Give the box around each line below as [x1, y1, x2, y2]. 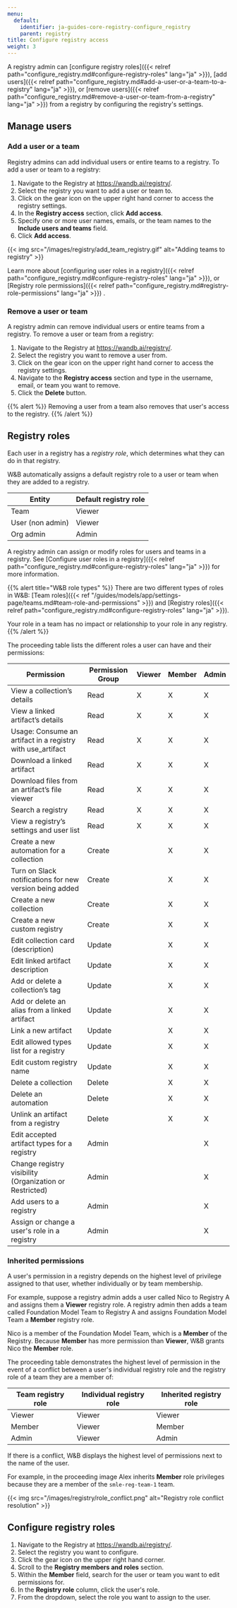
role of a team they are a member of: [7, 1373, 114, 1381]
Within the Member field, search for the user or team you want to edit [17, 1570, 220, 1578]
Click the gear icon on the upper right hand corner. [17, 1555, 166, 1564]
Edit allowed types [11, 1037, 72, 1047]
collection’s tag [11, 985, 61, 995]
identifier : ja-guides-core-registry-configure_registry [20, 23, 191, 30]
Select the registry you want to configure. [17, 1547, 139, 1556]
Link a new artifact [11, 1025, 73, 1035]
